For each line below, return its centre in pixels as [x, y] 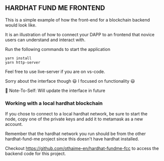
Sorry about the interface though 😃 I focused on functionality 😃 [70, 81]
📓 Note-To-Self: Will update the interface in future [55, 91]
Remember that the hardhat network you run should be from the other [75, 134]
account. [14, 124]
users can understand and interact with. [45, 40]
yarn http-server [23, 62]
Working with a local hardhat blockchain [54, 103]
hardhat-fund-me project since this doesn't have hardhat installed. [72, 139]
